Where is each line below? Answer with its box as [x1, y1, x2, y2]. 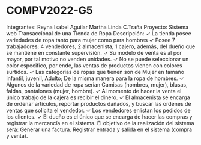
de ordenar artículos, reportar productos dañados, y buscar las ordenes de [6, 100, 191, 107]
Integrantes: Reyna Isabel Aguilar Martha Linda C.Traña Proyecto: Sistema [6, 23, 189, 31]
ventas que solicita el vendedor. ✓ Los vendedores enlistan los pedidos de [6, 106, 191, 114]
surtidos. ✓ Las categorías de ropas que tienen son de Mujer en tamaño [6, 68, 185, 75]
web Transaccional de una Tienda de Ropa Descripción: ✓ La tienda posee [6, 29, 192, 37]
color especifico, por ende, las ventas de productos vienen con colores [6, 61, 182, 69]
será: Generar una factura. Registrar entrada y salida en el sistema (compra [6, 126, 193, 133]
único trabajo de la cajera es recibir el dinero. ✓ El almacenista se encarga [6, 94, 190, 101]
